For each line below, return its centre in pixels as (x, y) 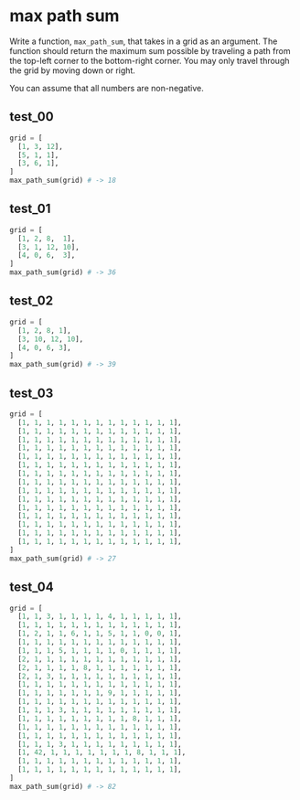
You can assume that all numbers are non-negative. (107, 88)
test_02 (31, 301)
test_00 (32, 117)
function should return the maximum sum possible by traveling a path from (150, 50)
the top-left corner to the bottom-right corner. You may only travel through (150, 60)
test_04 (32, 587)
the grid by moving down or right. (72, 70)
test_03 (32, 393)
